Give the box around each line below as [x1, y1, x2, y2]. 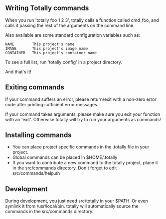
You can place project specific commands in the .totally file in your [12, 144, 150, 150]
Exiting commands [5, 83, 65, 91]
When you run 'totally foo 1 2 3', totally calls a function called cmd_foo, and [5, 17, 159, 23]
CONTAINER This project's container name [5, 50, 97, 55]
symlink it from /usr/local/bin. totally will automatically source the [5, 203, 139, 209]
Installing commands [5, 131, 72, 140]
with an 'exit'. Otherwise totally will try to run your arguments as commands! [5, 116, 161, 122]
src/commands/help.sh [12, 170, 60, 176]
